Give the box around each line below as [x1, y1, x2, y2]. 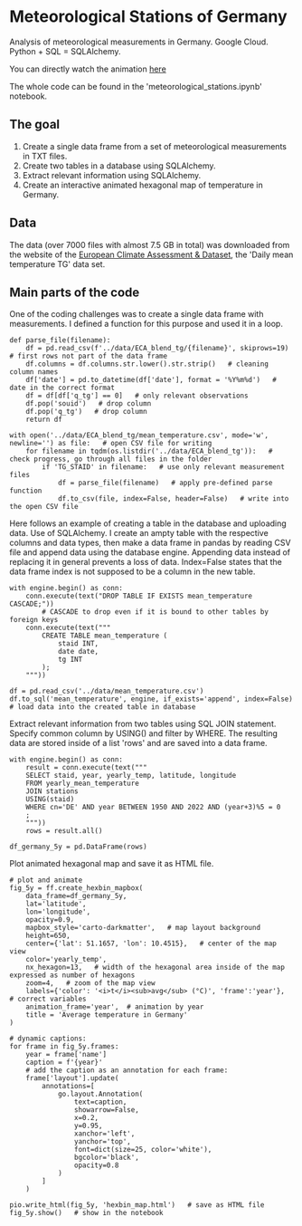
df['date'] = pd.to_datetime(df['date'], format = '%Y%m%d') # [25, 376, 278, 385]
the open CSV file [9, 503, 79, 512]
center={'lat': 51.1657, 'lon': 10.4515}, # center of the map [25, 939, 278, 948]
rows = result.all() [25, 827, 103, 836]
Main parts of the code [9, 284, 140, 300]
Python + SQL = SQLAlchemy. [9, 45, 121, 56]
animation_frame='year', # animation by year [25, 1002, 204, 1011]
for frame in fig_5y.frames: [9, 1042, 119, 1051]
